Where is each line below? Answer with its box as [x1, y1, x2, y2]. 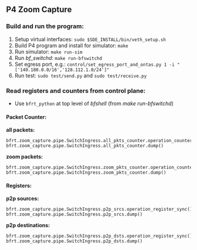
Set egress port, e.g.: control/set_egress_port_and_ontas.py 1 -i [14, 60, 175, 67]
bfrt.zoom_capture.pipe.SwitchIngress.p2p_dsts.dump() [6, 238, 143, 244]
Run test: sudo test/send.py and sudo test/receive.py [14, 72, 147, 79]
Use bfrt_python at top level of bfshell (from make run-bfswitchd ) [14, 100, 174, 107]
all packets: [6, 126, 35, 134]
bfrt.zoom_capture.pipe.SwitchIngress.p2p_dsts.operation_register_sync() [6, 233, 193, 239]
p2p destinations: [6, 222, 50, 229]
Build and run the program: [6, 22, 84, 31]
